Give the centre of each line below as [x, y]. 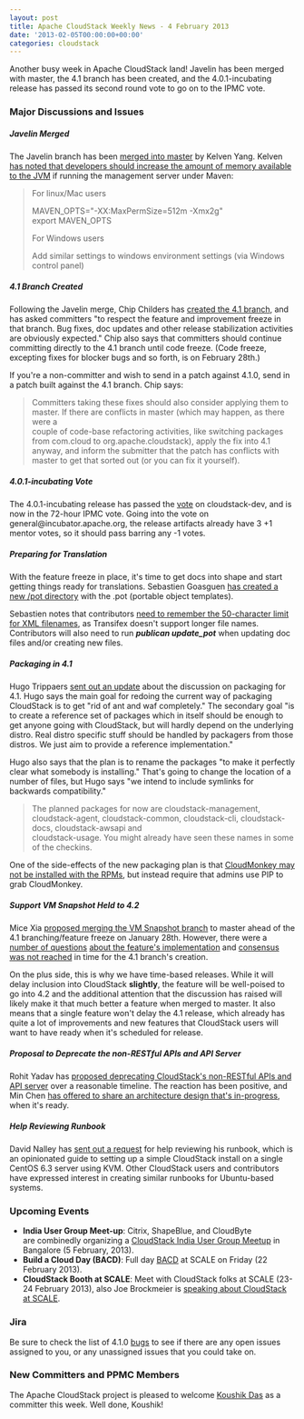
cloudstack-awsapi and [98, 828]
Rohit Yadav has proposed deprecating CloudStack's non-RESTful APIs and [151, 1076]
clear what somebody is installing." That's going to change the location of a [151, 772]
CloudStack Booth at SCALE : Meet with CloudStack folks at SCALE [148, 1279]
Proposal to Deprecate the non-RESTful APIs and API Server [125, 1053]
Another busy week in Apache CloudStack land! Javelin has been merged [147, 69]
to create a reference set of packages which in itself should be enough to [147, 715]
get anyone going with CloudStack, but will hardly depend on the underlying [152, 725]
